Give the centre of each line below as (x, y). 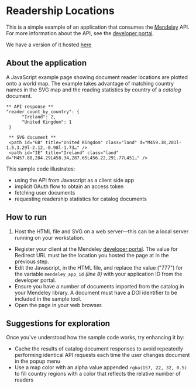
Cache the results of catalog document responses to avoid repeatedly (99, 349)
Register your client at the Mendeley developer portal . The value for (96, 249)
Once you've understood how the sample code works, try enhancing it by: (95, 338)
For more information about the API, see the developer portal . (80, 33)
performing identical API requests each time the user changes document (102, 355)
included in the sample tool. (48, 299)
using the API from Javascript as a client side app (74, 180)
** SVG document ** (32, 137)
